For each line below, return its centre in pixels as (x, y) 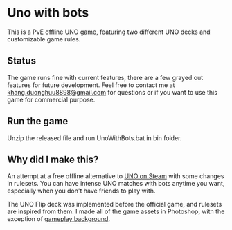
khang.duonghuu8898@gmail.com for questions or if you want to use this (113, 92)
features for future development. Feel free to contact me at (91, 85)
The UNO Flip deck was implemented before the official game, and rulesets (115, 204)
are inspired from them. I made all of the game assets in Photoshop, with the (116, 211)
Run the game (38, 121)
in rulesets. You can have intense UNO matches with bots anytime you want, (116, 184)
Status (22, 61)
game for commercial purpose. (51, 99)
